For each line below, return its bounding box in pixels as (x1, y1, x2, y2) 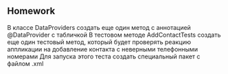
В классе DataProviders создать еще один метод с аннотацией (7, 23, 191, 31)
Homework (7, 5, 56, 17)
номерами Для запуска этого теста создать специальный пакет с (7, 52, 201, 60)
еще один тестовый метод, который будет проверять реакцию (7, 37, 192, 46)
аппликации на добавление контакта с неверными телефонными (7, 45, 198, 53)
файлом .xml (7, 59, 44, 67)
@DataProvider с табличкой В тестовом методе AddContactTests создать (7, 31, 221, 39)
